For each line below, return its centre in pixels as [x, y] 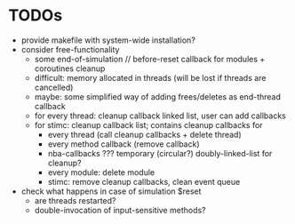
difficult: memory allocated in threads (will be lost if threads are [150, 77]
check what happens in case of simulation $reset [111, 191]
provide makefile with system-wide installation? [108, 40]
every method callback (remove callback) [124, 144]
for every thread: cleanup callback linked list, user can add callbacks [160, 116]
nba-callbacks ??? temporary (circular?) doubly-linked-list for [160, 153]
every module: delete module [101, 172]
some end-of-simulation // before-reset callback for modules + [150, 59]
